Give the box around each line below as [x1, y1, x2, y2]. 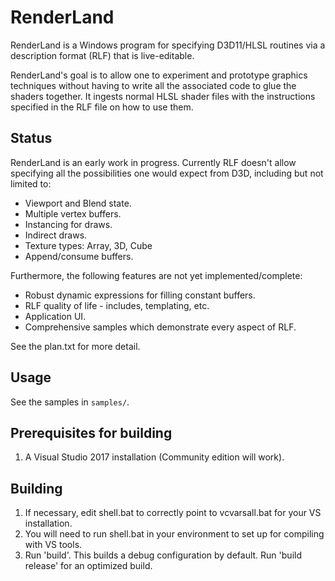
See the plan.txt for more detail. [10, 340, 141, 352]
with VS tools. [24, 539, 83, 551]
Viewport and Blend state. [24, 197, 132, 209]
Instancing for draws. [24, 218, 113, 230]
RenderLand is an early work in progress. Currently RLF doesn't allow [10, 156, 297, 168]
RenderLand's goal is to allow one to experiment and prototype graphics [10, 69, 308, 81]
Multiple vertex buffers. [24, 207, 122, 220]
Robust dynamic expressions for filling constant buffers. [24, 289, 256, 301]
